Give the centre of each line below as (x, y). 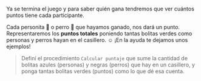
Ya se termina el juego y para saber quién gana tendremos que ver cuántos (100, 9)
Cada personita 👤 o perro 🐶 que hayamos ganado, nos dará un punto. (93, 27)
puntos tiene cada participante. (46, 15)
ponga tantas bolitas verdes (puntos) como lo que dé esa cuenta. (103, 71)
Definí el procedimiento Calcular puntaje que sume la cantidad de (104, 58)
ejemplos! (19, 46)
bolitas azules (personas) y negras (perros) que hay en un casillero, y (108, 65)
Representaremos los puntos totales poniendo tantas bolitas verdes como (99, 33)
